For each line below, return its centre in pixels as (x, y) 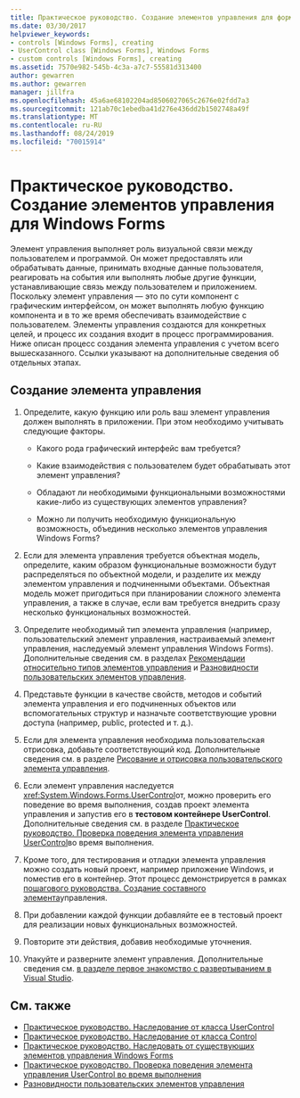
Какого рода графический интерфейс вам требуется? (138, 448)
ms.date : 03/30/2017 (49, 26)
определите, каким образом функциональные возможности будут (150, 565)
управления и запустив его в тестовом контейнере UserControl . (146, 813)
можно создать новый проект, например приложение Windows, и (148, 869)
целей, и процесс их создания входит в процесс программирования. (142, 334)
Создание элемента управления (106, 390)
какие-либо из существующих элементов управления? (142, 501)
